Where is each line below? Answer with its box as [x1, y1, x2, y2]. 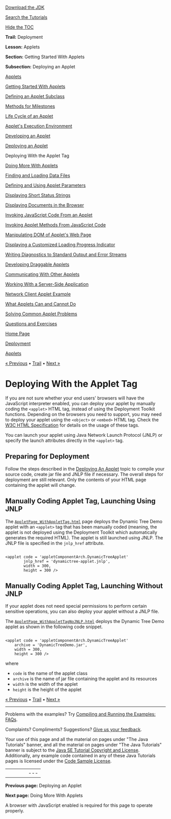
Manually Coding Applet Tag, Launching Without [5, 581, 163, 590]
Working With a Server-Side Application [5, 281, 89, 287]
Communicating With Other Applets [5, 271, 80, 277]
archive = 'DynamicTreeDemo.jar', [14, 642, 88, 648]
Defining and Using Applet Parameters [5, 182, 86, 188]
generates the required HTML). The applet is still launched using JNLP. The [5, 534, 163, 540]
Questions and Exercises [5, 321, 58, 327]
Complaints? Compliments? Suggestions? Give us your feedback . [5, 727, 142, 733]
